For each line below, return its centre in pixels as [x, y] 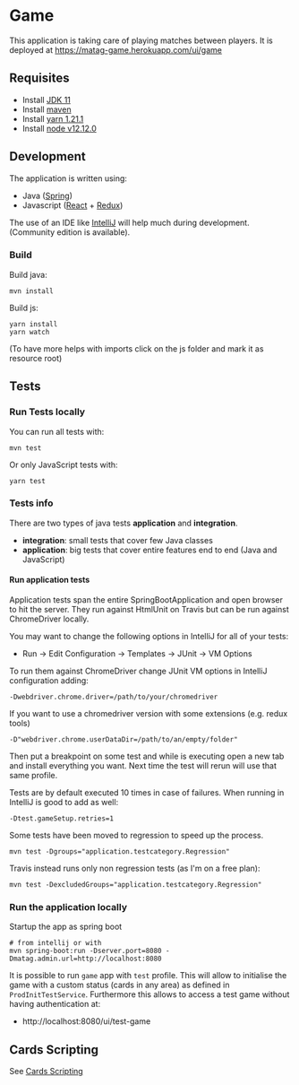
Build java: [28, 274]
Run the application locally [68, 907]
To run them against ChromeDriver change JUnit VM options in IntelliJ [138, 671]
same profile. [34, 776]
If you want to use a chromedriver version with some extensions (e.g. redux [149, 714]
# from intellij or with [56, 943]
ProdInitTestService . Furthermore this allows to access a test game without [149, 994]
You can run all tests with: [57, 431]
